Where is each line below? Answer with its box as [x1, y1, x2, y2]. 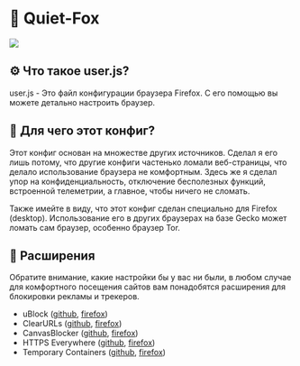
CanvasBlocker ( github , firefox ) [22, 328, 139, 339]
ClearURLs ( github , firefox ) [22, 318, 123, 329]
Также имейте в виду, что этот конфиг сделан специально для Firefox [9, 203, 277, 214]
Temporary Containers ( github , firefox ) [22, 347, 167, 358]
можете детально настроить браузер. [9, 96, 156, 107]
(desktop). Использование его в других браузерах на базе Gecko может [9, 212, 287, 224]
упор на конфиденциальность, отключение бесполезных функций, [9, 176, 266, 187]
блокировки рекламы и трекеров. [9, 291, 140, 302]
